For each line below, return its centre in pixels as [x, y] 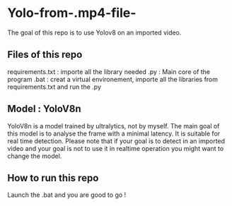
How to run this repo [53, 178]
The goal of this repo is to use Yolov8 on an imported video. [94, 32]
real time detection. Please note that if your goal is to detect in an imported [116, 141]
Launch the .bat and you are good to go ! [67, 195]
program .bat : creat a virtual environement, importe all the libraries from [112, 79]
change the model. [35, 156]
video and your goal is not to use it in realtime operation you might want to [116, 148]
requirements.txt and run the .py [54, 87]
